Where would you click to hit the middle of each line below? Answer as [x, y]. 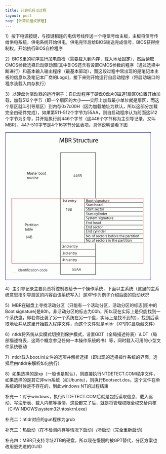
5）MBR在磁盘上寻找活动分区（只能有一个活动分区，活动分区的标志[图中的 [81, 305]
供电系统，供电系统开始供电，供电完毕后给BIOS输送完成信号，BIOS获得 [82, 42]
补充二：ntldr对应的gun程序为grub [40, 419]
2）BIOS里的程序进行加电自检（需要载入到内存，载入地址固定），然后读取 [80, 59]
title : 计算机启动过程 [26, 10]
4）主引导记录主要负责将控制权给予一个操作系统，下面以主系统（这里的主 [80, 289]
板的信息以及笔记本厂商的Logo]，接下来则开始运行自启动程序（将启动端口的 [83, 77]
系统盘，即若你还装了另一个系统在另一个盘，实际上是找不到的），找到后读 [84, 318]
